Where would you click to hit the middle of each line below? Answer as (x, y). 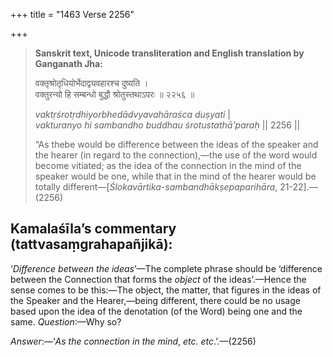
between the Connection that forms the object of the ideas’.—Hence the (158, 279)
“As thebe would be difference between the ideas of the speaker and (176, 144)
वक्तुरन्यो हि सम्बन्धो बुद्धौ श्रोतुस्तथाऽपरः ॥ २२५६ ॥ (114, 94)
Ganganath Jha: (68, 63)
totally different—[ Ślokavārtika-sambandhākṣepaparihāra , (156, 187)
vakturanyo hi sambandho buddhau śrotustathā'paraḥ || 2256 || (167, 125)
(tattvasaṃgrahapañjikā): (91, 244)
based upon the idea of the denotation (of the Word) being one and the (156, 311)
